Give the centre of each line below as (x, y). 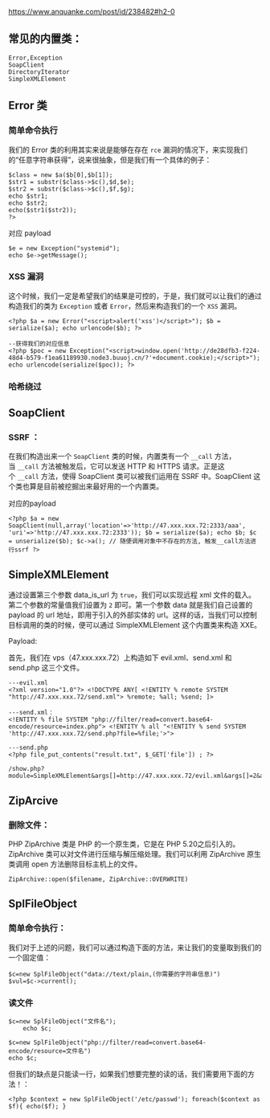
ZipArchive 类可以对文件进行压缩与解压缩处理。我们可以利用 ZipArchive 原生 (135, 854)
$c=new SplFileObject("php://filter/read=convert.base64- (107, 1042)
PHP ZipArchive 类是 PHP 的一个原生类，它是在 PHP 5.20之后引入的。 (124, 844)
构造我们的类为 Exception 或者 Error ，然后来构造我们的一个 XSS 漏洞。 (125, 305)
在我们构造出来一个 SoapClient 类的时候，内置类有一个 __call (110, 457)
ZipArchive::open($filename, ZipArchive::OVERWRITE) (98, 879)
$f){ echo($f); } (37, 1106)
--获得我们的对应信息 (39, 344)
